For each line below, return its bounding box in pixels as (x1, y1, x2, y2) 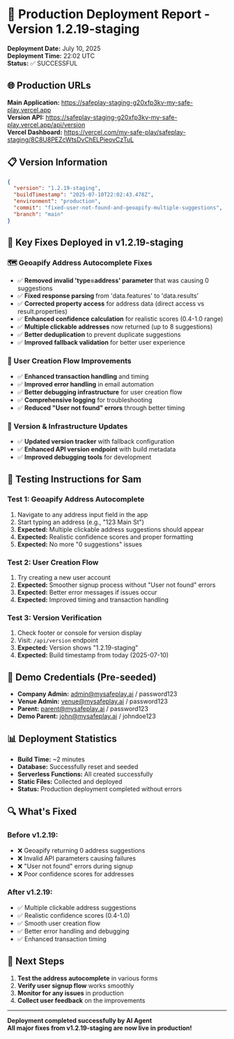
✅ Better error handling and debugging (17, 927, 130, 935)
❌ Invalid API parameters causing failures (17, 854, 136, 862)
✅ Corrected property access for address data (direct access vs (17, 299, 205, 308)
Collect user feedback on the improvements (17, 996, 146, 1004)
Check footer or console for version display (17, 629, 142, 637)
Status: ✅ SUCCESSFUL (7, 59, 78, 67)
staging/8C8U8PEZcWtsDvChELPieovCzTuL (7, 135, 134, 144)
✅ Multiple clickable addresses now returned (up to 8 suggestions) (17, 322, 213, 331)
